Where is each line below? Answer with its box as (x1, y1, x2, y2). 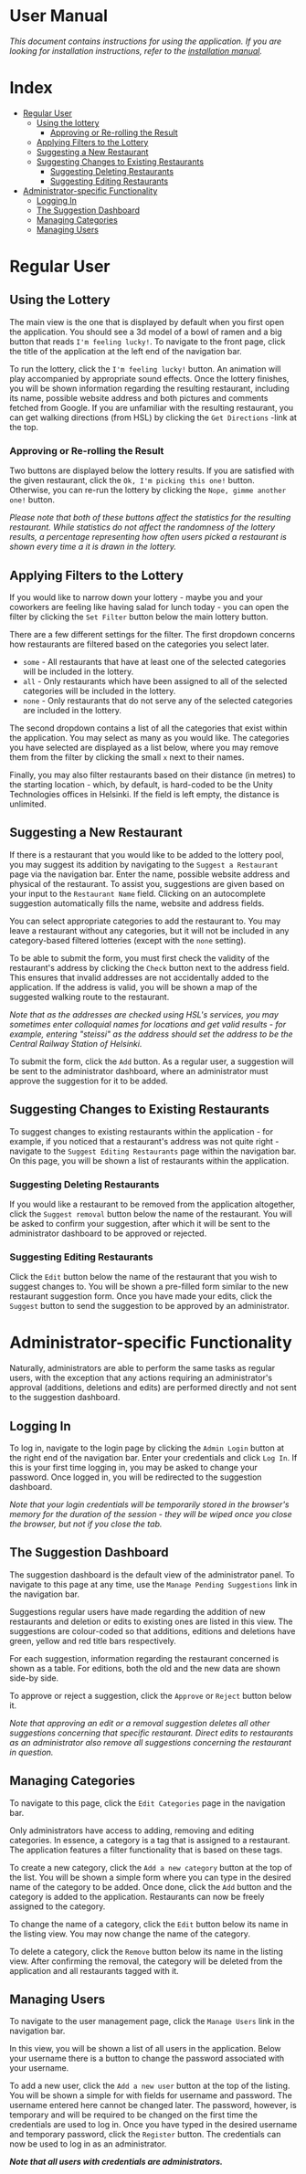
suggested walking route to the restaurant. (9, 991, 170, 1002)
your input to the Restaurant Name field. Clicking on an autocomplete (9, 888, 267, 899)
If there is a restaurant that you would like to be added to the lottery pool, (9, 849, 285, 860)
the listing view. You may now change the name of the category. (9, 1928, 251, 1939)
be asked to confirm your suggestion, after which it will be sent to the (9, 1218, 271, 1229)
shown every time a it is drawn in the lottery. (9, 541, 176, 553)
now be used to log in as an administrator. (9, 2138, 167, 2149)
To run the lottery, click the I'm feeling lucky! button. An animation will (9, 363, 281, 375)
